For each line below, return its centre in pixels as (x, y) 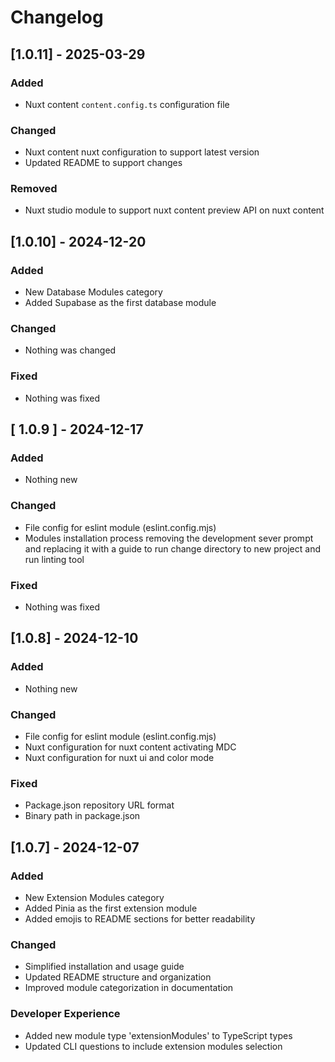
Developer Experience (65, 1014)
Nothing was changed (70, 350)
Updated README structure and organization (118, 977)
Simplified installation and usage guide (104, 967)
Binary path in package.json (82, 816)
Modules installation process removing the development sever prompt (169, 538)
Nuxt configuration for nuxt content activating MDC (130, 747)
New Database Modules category (93, 292)
